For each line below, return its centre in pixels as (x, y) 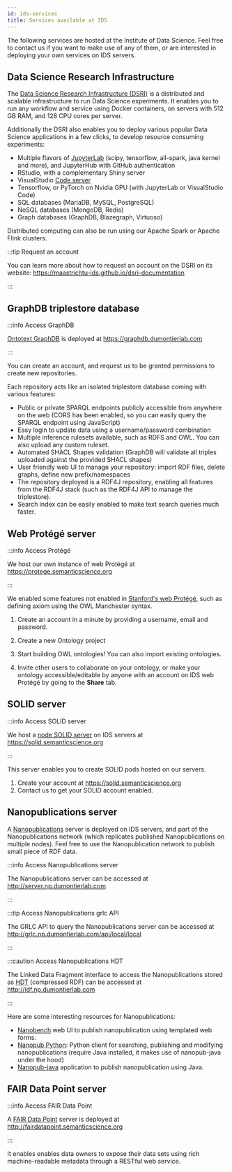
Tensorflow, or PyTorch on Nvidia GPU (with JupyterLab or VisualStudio (120, 188)
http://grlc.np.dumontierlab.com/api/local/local (74, 934)
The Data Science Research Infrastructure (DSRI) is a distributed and (106, 94)
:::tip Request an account (43, 252)
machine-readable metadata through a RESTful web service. (94, 1162)
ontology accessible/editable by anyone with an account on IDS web (116, 674)
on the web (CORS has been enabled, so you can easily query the (112, 415)
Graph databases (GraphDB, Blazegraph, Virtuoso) (90, 217)
